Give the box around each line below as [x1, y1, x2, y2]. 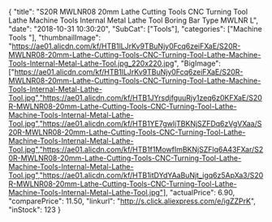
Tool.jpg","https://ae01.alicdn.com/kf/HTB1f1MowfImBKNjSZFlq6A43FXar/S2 [8, 145, 264, 154]
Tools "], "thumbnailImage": [8, 32, 101, 42]
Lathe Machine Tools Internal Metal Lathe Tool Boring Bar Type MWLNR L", [8, 15, 258, 25]
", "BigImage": [174, 58, 222, 68]
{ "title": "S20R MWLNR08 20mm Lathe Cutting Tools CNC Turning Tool [8, 7, 248, 16]
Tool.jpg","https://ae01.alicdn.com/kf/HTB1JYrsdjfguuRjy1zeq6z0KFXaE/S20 [8, 93, 262, 102]
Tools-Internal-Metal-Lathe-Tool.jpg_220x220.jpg [8, 58, 175, 68]
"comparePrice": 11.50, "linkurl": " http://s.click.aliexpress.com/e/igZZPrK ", [8, 196, 256, 206]
